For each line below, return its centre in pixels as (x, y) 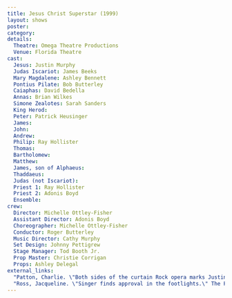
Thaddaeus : (29, 174)
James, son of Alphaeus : (49, 168)
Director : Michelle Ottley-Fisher (63, 213)
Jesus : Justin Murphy (45, 65)
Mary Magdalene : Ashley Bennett (60, 78)
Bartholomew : (32, 155)
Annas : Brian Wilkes (43, 97)
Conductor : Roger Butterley (54, 232)
